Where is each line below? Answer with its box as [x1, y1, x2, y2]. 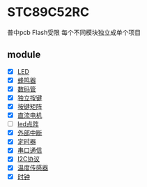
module [7, 49, 41, 61]
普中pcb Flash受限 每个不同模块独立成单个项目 [7, 28, 141, 36]
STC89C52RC [7, 4, 89, 20]
